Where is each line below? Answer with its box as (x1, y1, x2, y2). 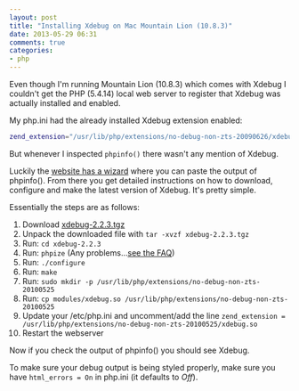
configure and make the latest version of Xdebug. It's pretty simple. (9, 184, 256, 195)
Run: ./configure (21, 257, 86, 267)
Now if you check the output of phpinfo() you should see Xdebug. (9, 345, 250, 355)
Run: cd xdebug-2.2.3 (21, 238, 101, 248)
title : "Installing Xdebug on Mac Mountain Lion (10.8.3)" (9, 21, 233, 30)
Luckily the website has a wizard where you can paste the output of (9, 166, 258, 176)
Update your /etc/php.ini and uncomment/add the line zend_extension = (21, 310, 287, 321)
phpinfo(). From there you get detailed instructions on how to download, (9, 175, 273, 185)
